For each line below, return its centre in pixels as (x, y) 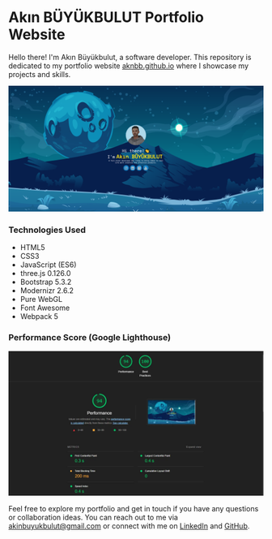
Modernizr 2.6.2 (47, 291)
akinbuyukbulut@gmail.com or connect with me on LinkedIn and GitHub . (129, 526)
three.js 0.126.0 (45, 274)
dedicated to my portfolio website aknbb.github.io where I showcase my (129, 66)
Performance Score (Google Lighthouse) (90, 338)
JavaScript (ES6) (48, 265)
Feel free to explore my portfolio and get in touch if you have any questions (134, 509)
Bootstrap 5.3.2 (46, 282)
